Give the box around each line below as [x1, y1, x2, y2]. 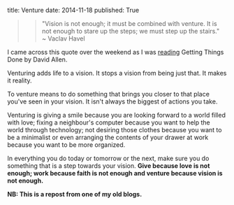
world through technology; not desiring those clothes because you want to [7, 126, 222, 134]
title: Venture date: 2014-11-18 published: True [7, 6, 140, 14]
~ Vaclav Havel [41, 34, 85, 43]
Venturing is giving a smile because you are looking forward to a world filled [7, 111, 226, 119]
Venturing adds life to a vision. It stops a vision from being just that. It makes [7, 69, 227, 77]
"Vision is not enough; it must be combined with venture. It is [41, 20, 218, 27]
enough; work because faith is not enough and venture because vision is [7, 169, 223, 177]
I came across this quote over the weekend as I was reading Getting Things [7, 48, 224, 56]
